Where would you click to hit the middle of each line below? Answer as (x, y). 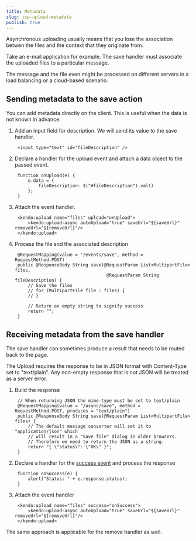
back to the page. (27, 355)
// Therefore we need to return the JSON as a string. (96, 442)
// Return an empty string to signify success (85, 306)
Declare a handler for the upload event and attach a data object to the (99, 158)
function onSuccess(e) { (47, 474)
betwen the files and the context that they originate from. (75, 45)
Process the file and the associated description (71, 244)
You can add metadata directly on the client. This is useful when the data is (97, 113)
